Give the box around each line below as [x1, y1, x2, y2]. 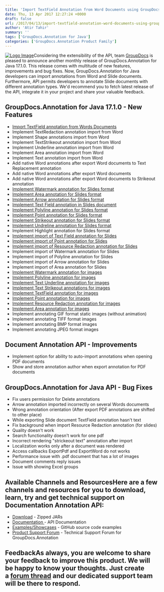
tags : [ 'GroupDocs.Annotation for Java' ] [5, 35, 91, 40]
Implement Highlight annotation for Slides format [12, 228, 110, 233]
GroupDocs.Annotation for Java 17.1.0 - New [5, 103, 143, 112]
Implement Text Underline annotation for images [12, 279, 110, 285]
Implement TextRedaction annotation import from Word [12, 129, 123, 135]
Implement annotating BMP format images [12, 321, 97, 327]
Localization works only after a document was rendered [12, 443, 124, 449]
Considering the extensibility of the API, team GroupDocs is [33, 52, 153, 58]
